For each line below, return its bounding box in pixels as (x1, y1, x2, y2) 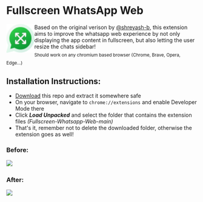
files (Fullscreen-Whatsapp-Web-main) (15, 118, 113, 125)
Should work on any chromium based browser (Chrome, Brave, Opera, (34, 52, 181, 58)
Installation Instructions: (6, 76, 101, 86)
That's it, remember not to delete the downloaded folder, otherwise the (15, 125, 192, 132)
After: (6, 175, 24, 184)
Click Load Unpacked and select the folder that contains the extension (15, 111, 192, 119)
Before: (6, 146, 29, 154)
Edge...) (6, 60, 23, 66)
